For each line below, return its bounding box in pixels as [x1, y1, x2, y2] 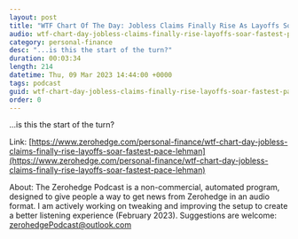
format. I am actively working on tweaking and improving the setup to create [9, 201, 288, 212]
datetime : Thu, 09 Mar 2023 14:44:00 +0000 [9, 71, 173, 80]
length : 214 [9, 63, 53, 72]
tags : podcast [9, 79, 62, 88]
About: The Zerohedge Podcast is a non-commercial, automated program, [9, 182, 280, 193]
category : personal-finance [9, 37, 114, 47]
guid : [9, 87, 29, 96]
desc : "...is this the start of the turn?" [9, 46, 173, 55]
